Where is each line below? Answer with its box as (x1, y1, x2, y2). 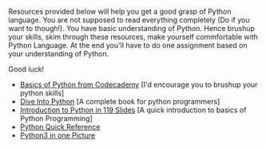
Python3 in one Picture (19, 130, 96, 140)
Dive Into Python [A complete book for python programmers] (19, 97, 220, 106)
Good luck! (8, 64, 45, 74)
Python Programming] (19, 114, 93, 123)
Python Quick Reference (19, 123, 101, 131)
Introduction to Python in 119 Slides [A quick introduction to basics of (19, 105, 247, 115)
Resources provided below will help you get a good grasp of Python (8, 7, 232, 16)
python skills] (19, 88, 65, 98)
